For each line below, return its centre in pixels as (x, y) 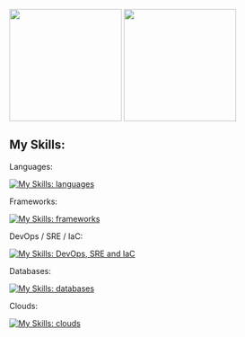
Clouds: (24, 306)
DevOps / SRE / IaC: (46, 236)
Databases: (31, 270)
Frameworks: (34, 201)
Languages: (31, 166)
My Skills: (37, 145)
